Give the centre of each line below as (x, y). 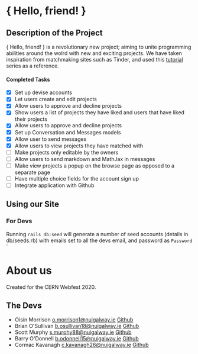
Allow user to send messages (51, 139)
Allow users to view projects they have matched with (79, 146)
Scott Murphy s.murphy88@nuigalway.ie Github (73, 332)
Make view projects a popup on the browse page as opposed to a (95, 165)
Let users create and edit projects (56, 99)
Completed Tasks (28, 79)
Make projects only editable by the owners (66, 152)
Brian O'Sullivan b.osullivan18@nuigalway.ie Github (77, 326)
